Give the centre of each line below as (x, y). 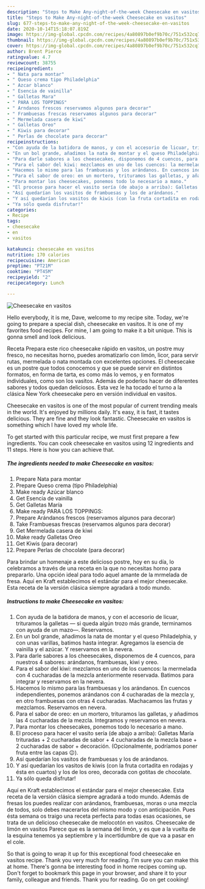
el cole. (16, 842)
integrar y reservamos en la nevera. (60, 681)
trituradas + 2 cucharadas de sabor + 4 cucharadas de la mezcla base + (106, 739)
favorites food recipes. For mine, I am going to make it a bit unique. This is (99, 330)
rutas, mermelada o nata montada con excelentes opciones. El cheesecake (101, 361)
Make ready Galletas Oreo (48, 537)
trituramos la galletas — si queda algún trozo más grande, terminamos (104, 623)
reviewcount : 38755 (32, 63)
